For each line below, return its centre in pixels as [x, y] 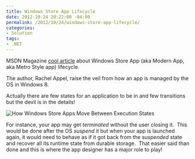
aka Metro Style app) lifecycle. [43, 67]
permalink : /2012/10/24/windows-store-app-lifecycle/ [73, 22]
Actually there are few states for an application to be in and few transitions [96, 96]
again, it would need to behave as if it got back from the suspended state [94, 137]
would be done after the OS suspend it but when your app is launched [90, 131]
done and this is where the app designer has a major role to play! [84, 149]
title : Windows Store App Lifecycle [51, 11]
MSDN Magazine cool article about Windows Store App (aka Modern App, [95, 61]
